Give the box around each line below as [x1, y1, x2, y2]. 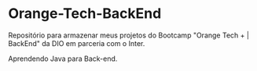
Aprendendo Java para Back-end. [8, 54, 118, 63]
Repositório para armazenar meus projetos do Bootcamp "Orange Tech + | [8, 30, 250, 40]
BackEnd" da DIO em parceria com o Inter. [8, 38, 145, 48]
